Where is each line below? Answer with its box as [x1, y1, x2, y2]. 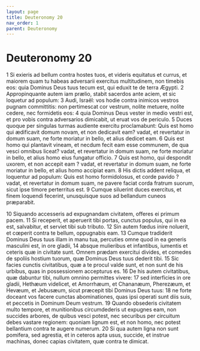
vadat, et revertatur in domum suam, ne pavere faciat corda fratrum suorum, [6, 179, 195, 187]
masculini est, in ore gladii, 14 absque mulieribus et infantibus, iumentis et [6, 242, 188, 250]
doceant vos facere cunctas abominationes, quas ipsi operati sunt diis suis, [6, 293, 192, 301]
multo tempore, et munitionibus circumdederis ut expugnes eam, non [6, 306, 177, 313]
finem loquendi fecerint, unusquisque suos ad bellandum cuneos [6, 193, 166, 200]
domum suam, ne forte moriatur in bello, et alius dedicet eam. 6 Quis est [6, 135, 184, 142]
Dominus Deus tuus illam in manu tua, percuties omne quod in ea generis [6, 236, 187, 243]
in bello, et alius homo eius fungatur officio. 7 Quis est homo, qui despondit [6, 154, 192, 161]
